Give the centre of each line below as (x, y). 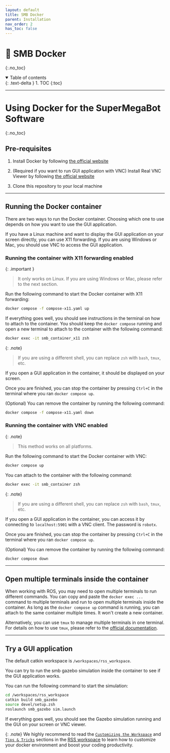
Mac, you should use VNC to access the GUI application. (64, 245)
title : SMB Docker (25, 15)
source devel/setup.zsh (30, 704)
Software (25, 119)
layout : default (22, 10)
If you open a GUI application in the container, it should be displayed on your (85, 373)
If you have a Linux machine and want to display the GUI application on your (84, 234)
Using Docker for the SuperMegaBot (83, 108)
